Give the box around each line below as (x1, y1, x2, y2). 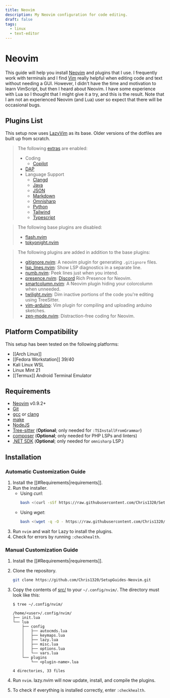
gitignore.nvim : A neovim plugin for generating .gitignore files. (25, 259, 158, 265)
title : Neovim (5, 7, 35, 13)
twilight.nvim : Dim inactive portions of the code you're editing (25, 291, 154, 297)
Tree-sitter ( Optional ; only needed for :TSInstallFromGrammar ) (12, 427, 142, 433)
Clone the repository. (12, 568, 57, 574)
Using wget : (20, 509, 46, 515)
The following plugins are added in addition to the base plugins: (17, 249, 150, 255)
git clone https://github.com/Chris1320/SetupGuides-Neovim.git (12, 577, 151, 583)
